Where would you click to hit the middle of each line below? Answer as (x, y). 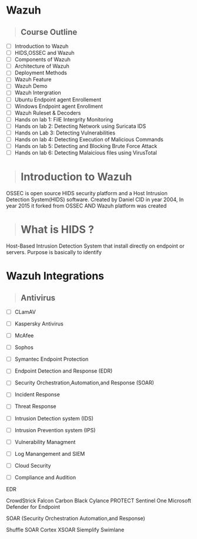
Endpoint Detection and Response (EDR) (64, 371)
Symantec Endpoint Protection (51, 359)
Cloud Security (33, 465)
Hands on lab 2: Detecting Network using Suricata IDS (80, 126)
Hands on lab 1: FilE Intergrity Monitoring (64, 119)
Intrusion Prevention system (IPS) (55, 430)
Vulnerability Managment (45, 442)
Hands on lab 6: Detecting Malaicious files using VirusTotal (86, 153)
